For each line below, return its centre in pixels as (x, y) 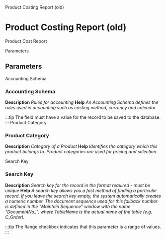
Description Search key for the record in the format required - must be (78, 185)
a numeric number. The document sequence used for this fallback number (82, 201)
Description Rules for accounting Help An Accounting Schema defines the (82, 102)
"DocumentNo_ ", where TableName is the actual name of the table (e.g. (79, 212)
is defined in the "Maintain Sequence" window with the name (68, 206)
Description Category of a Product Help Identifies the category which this (81, 146)
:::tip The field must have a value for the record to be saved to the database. (83, 117)
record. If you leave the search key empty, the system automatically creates (83, 196)
